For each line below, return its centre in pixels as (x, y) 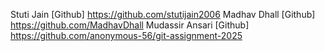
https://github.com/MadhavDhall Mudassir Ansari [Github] (130, 25)
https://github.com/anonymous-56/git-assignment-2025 (126, 35)
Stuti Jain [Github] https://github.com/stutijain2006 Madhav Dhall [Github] (163, 14)
